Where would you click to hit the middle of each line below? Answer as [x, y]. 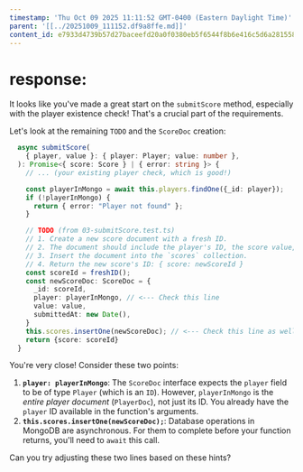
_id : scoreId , [60, 290]
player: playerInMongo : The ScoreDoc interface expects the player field [154, 383]
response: [48, 79]
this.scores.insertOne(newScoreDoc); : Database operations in [138, 421]
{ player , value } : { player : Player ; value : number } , [133, 156]
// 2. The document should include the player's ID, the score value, [161, 248]
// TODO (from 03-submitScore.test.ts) [101, 231]
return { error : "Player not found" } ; [108, 206]
